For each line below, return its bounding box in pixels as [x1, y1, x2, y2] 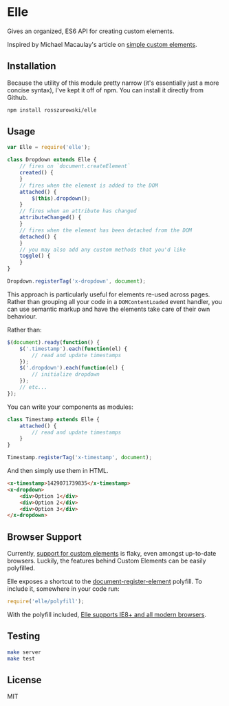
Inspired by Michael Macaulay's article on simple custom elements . [7, 40, 197, 48]
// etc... [19, 384, 48, 391]
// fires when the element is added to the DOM [19, 182, 158, 189]
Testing [7, 630, 41, 642]
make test [7, 655, 36, 662]
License [7, 674, 42, 686]
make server [7, 649, 41, 656]
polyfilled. [7, 564, 36, 572]
